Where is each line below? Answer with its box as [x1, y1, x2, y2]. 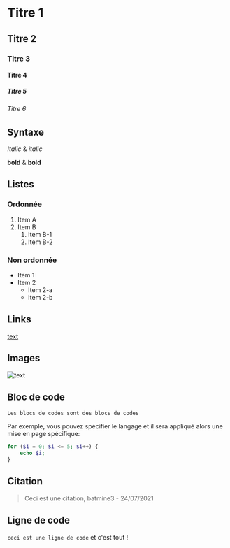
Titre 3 [7, 54, 30, 64]
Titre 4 [7, 71, 27, 80]
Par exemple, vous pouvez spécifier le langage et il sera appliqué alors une [7, 422, 224, 431]
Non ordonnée [7, 255, 57, 265]
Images [7, 352, 41, 364]
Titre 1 [7, 5, 44, 21]
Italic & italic [7, 145, 43, 153]
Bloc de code [7, 391, 65, 403]
